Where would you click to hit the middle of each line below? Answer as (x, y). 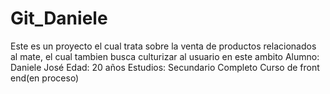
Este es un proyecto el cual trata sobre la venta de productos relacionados (163, 46)
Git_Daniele (59, 18)
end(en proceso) (45, 78)
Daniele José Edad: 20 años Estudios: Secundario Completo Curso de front (165, 67)
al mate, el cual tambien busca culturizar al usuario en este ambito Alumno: (165, 56)
